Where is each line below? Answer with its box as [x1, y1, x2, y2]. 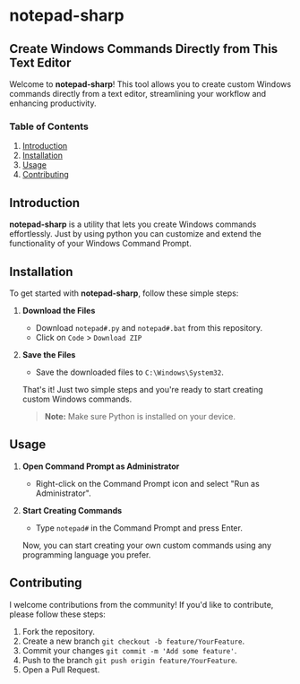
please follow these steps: [9, 609, 106, 619]
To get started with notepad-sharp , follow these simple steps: [9, 288, 239, 299]
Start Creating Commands [21, 505, 123, 515]
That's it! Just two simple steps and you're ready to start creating [21, 384, 264, 394]
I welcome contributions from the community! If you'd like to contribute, [9, 599, 274, 610]
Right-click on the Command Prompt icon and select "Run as [35, 478, 260, 489]
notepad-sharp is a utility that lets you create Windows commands [9, 219, 257, 229]
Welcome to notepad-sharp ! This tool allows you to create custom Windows [9, 79, 292, 90]
